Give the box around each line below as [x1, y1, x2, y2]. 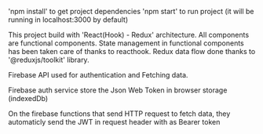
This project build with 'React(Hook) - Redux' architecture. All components [8, 31, 250, 39]
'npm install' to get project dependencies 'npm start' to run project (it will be [8, 7, 254, 16]
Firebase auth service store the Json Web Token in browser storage [8, 85, 228, 95]
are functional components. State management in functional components [8, 38, 245, 48]
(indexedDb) [8, 94, 49, 103]
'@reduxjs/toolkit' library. [8, 55, 89, 64]
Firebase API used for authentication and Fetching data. [8, 71, 188, 79]
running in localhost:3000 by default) [8, 15, 129, 24]
